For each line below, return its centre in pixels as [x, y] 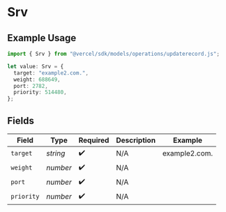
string [56, 153]
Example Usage [42, 38]
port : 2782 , [31, 86]
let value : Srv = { [36, 66]
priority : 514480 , [40, 92]
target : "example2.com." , [51, 73]
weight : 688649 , [37, 79]
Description [136, 140]
